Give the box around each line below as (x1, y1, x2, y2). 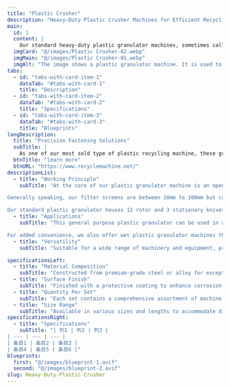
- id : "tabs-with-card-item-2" (13, 93, 103, 100)
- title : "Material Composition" (13, 263, 109, 271)
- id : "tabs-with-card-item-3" (13, 112, 103, 118)
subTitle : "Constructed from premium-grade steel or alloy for (19, 270, 204, 277)
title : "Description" (19, 86, 81, 93)
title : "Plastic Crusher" (7, 10, 81, 17)
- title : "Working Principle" (13, 175, 99, 182)
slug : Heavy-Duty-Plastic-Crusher (7, 371, 106, 379)
